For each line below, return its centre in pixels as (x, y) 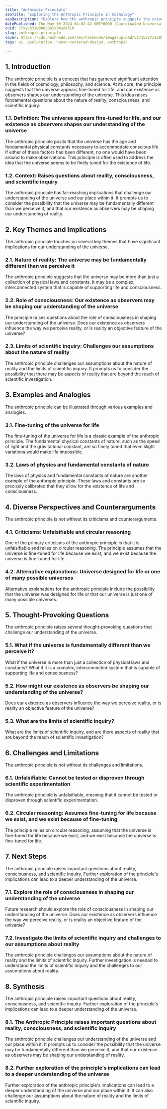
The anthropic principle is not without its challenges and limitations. (74, 765)
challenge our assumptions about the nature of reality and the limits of (77, 1096)
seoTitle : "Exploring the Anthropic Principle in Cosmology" (70, 14)
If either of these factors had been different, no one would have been (76, 152)
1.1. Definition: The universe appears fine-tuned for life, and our (83, 118)
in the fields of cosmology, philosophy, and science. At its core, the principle (83, 84)
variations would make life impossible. (44, 452)
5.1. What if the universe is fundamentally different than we (78, 645)
